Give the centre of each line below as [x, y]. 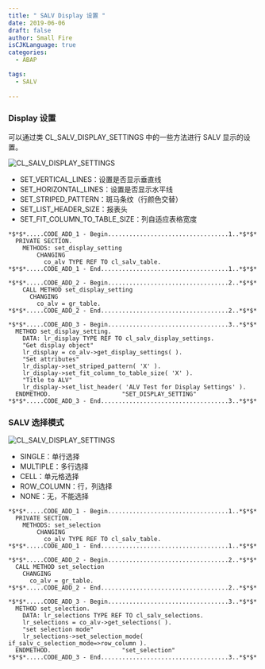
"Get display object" [58, 345]
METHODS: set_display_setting [73, 248]
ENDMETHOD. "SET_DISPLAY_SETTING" [106, 394]
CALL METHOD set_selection [60, 567]
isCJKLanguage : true [42, 45]
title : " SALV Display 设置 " [57, 15]
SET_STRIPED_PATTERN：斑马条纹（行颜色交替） [101, 199]
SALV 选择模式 [36, 422]
